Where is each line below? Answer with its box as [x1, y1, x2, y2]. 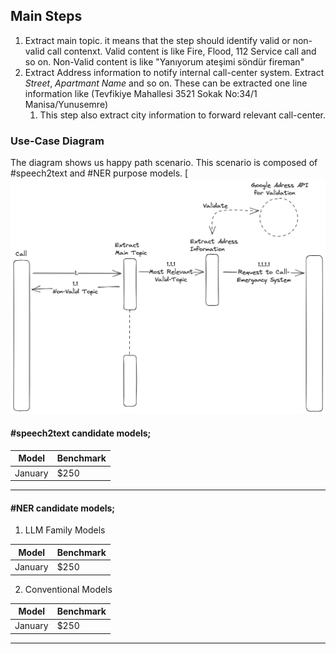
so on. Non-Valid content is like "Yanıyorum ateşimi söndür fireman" [24, 55, 305, 68]
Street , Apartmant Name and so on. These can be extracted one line [24, 77, 308, 89]
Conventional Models [24, 583, 113, 595]
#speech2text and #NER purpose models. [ [10, 167, 189, 179]
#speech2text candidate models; [10, 427, 152, 439]
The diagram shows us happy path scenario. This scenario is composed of [10, 157, 318, 169]
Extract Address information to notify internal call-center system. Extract [24, 66, 325, 78]
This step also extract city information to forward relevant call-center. [39, 109, 326, 121]
